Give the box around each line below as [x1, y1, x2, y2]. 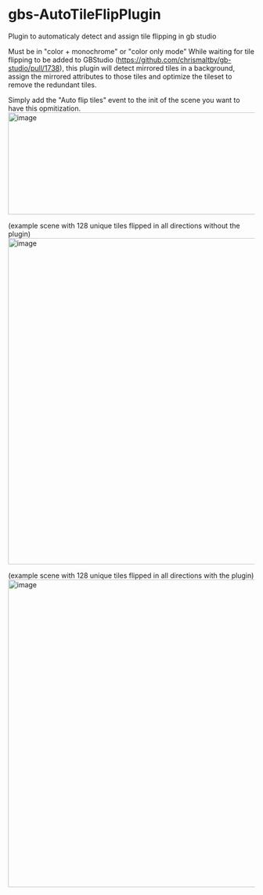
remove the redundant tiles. [8, 80, 97, 89]
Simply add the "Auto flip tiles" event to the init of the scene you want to [8, 95, 240, 104]
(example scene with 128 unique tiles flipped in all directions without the [8, 221, 240, 230]
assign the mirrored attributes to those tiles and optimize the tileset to [8, 71, 232, 81]
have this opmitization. [8, 104, 81, 113]
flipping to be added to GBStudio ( [8, 55, 119, 64]
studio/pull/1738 [8, 63, 60, 72]
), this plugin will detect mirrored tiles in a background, [59, 63, 236, 72]
